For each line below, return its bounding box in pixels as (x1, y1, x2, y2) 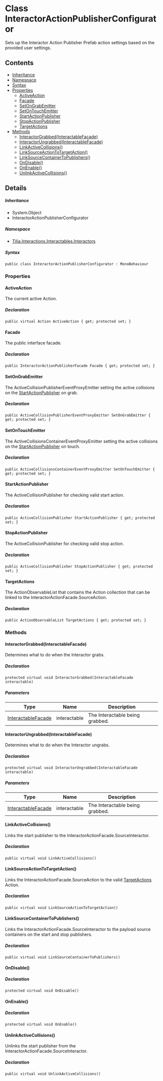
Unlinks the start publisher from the (5, 1043, 76, 1049)
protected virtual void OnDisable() (5, 988, 79, 994)
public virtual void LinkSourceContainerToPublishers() (5, 955, 120, 960)
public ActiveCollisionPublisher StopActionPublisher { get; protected (5, 564, 153, 569)
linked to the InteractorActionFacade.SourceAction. (5, 595, 107, 601)
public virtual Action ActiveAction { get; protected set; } (5, 319, 131, 324)
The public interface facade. (5, 340, 62, 346)
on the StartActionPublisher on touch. (5, 443, 81, 449)
